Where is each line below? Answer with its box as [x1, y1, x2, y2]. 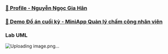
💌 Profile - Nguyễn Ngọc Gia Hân [5, 5, 88, 12]
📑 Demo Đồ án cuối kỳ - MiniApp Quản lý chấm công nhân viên [5, 18, 163, 25]
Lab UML [5, 31, 28, 38]
